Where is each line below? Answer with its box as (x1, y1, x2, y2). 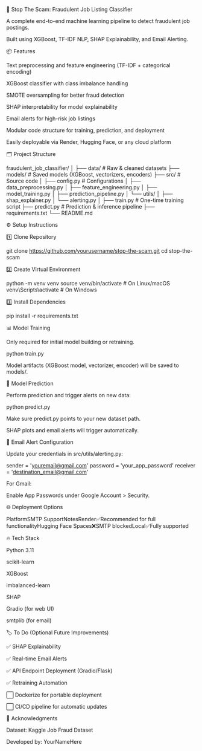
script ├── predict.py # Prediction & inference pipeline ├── (6, 203, 155, 210)
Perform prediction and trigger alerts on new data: (6, 392, 131, 398)
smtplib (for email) (6, 617, 52, 624)
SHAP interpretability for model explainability (6, 103, 118, 110)
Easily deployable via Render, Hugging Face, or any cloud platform (6, 138, 172, 145)
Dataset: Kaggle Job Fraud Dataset (6, 726, 93, 733)
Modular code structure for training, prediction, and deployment (6, 127, 165, 134)
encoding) (6, 68, 32, 75)
